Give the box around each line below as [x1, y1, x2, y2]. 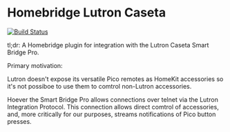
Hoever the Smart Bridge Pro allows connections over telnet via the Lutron [7, 95, 219, 104]
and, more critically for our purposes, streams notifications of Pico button [7, 110, 216, 118]
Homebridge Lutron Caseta [7, 5, 166, 21]
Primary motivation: [7, 61, 64, 69]
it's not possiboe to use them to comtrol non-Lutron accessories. [7, 82, 192, 90]
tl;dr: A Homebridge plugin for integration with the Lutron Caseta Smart [7, 41, 209, 49]
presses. [7, 117, 32, 125]
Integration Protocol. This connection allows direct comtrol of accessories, [7, 102, 219, 111]
